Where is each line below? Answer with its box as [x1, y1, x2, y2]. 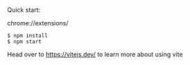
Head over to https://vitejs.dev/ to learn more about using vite [7, 51, 183, 58]
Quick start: [7, 6, 40, 14]
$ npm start [7, 38, 42, 45]
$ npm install [7, 32, 49, 39]
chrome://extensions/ [7, 19, 69, 27]
